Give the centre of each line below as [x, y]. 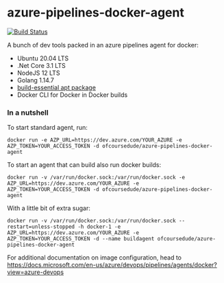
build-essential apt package [56, 87]
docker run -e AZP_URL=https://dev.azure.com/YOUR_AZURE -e [95, 140]
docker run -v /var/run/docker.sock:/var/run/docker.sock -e [96, 178]
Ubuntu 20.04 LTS [43, 58]
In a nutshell [28, 113]
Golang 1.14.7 [36, 80]
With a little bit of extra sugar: [49, 208]
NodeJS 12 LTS [38, 73]
